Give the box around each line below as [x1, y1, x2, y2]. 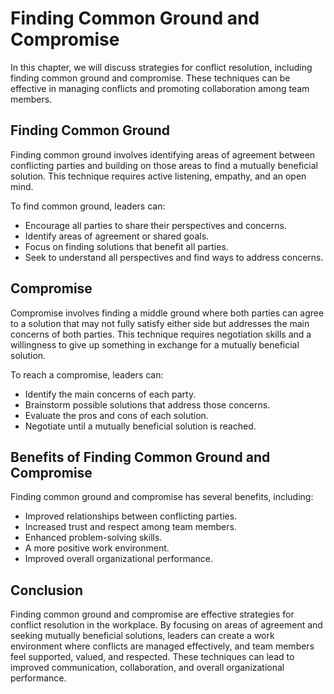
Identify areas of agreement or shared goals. [24, 230, 210, 242]
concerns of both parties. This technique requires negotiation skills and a [10, 328, 312, 340]
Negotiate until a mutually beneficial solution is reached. [24, 420, 257, 432]
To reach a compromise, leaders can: [10, 368, 164, 381]
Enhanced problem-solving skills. [24, 532, 163, 544]
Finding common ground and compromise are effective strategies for [10, 608, 295, 621]
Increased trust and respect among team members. [24, 521, 237, 533]
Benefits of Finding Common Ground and [10, 448, 271, 466]
